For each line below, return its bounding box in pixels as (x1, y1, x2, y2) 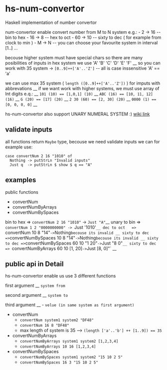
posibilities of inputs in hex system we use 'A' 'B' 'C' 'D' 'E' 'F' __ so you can (5, 60, 161, 66)
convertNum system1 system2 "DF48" (19, 318, 94, 323)
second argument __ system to (5, 292, 68, 298)
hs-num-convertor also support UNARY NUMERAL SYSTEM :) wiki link (5, 111, 150, 117)
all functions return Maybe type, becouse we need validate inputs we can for (5, 138, 161, 144)
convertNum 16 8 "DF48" (19, 323, 70, 328)
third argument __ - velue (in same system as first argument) (5, 302, 135, 308)
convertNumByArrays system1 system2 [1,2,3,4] (19, 339, 119, 344)
